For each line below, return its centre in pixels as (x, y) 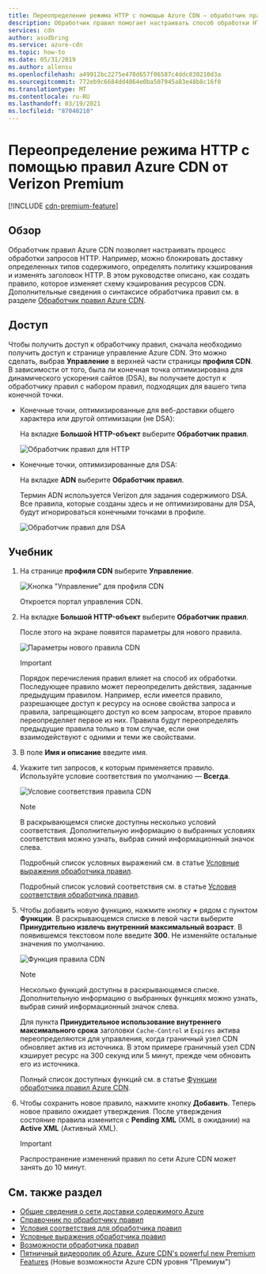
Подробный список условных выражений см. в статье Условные (129, 863)
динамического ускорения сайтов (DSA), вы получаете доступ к (118, 377)
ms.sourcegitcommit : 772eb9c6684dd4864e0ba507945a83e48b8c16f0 (115, 82)
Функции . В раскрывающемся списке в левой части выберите (126, 919)
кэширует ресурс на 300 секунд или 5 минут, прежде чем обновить (135, 1056)
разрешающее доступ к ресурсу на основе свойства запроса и (127, 703)
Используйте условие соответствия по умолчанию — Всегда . (125, 776)
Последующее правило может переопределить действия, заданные (135, 687)
